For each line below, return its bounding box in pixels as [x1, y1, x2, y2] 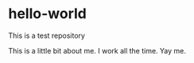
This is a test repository [8, 31, 86, 40]
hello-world [8, 5, 87, 23]
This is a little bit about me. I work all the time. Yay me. [8, 46, 187, 55]
